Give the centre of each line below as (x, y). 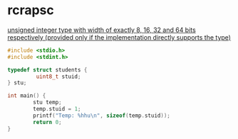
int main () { (27, 96)
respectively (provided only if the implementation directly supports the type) (119, 37)
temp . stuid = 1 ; (57, 109)
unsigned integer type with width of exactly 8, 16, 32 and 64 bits (102, 30)
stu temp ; (47, 102)
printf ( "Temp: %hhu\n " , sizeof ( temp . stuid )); (102, 116)
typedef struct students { (47, 69)
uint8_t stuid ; (58, 77)
